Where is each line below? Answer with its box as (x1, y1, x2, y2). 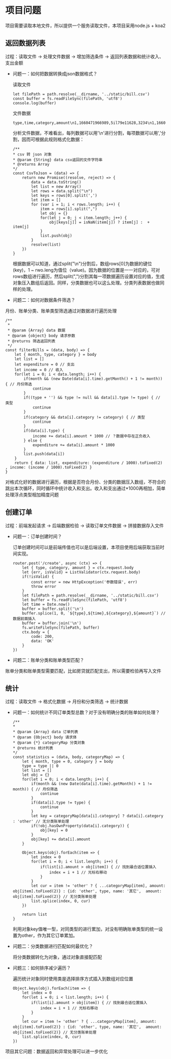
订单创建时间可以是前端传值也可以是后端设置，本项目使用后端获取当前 (12, 544, 160, 550)
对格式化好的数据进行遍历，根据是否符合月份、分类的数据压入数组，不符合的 (5, 479, 166, 485)
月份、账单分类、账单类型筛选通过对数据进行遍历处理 (5, 307, 117, 314)
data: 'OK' (31, 638, 54, 643)
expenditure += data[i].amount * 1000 (32, 442, 115, 448)
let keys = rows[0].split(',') (31, 193, 98, 198)
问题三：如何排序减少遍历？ (12, 965, 71, 971)
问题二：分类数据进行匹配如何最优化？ (12, 943, 93, 949)
